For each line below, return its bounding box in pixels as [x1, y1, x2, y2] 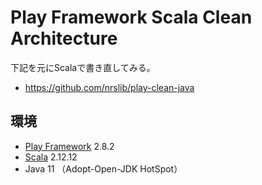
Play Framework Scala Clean [10, 6, 253, 29]
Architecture [10, 27, 118, 50]
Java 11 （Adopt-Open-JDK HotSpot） [24, 162, 183, 175]
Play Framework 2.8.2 [24, 140, 115, 152]
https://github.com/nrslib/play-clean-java [24, 81, 195, 93]
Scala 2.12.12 [24, 151, 78, 163]
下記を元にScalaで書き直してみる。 [10, 61, 156, 73]
